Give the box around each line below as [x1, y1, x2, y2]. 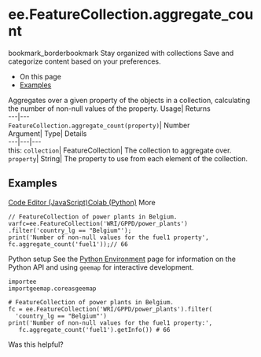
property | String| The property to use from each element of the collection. [8, 153, 248, 163]
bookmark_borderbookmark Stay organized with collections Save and [8, 48, 234, 57]
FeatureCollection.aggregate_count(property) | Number [8, 120, 190, 130]
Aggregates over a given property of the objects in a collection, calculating [8, 95, 250, 105]
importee [8, 278, 37, 285]
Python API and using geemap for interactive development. [8, 262, 194, 272]
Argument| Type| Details [8, 128, 87, 138]
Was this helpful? [8, 340, 64, 349]
